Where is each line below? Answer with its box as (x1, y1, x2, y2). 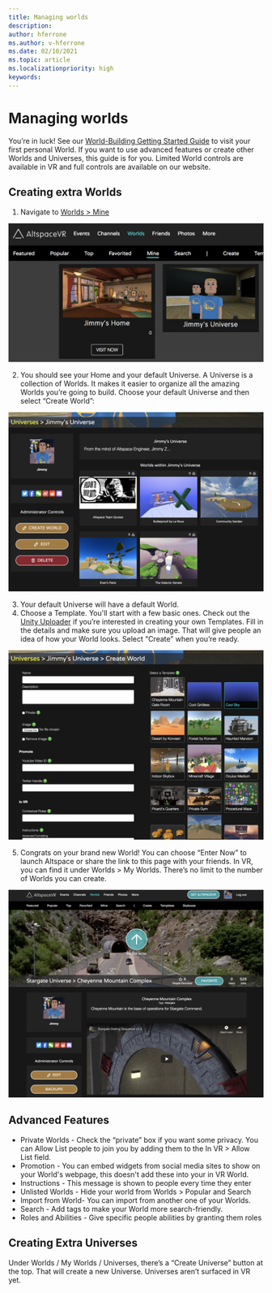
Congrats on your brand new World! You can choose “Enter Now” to (19, 848, 247, 858)
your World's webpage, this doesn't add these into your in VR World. (19, 1170, 249, 1179)
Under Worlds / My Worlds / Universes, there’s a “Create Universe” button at (8, 1257, 263, 1267)
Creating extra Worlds (8, 185, 123, 199)
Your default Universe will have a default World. (19, 599, 180, 609)
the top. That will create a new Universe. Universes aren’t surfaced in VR (8, 1266, 251, 1276)
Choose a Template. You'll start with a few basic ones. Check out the (19, 608, 250, 618)
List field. (19, 1152, 51, 1161)
